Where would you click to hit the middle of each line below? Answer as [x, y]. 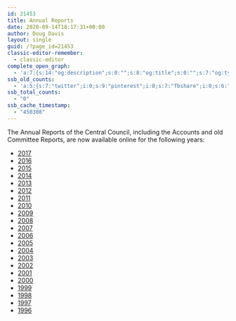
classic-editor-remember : [45, 53]
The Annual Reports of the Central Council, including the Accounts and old [115, 132]
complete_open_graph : [39, 66]
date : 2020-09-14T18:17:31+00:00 [56, 27]
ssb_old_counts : [31, 79]
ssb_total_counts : [34, 92]
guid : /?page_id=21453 [40, 46]
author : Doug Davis [36, 33]
